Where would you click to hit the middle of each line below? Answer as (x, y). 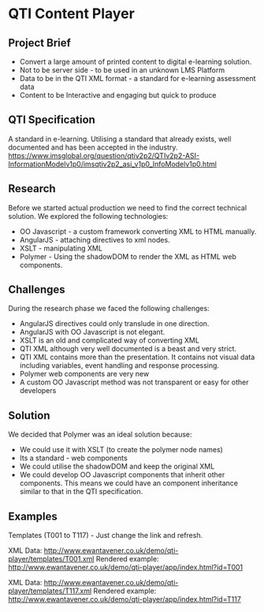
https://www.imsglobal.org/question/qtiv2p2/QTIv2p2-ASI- (104, 155)
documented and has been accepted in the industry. (93, 147)
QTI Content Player (72, 14)
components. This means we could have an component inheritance (129, 483)
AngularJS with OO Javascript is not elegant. (92, 332)
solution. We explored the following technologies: (88, 216)
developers (38, 391)
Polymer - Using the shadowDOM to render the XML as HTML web (128, 256)
